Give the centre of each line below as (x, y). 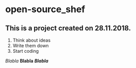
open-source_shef (45, 9)
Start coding (26, 51)
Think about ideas (32, 40)
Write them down (31, 46)
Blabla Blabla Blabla (27, 61)
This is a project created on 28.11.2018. (68, 28)
